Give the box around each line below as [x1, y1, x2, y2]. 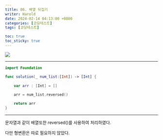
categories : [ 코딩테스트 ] [5, 20, 52, 26]
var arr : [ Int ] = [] [14, 83, 57, 88]
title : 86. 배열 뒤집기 [5, 7, 48, 12]
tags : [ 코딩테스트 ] [5, 25, 40, 30]
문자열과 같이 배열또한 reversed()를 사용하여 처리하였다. [5, 120, 112, 125]
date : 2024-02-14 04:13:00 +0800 [5, 16, 73, 21]
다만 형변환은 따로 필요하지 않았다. [5, 130, 70, 136]
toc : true [5, 34, 25, 39]
